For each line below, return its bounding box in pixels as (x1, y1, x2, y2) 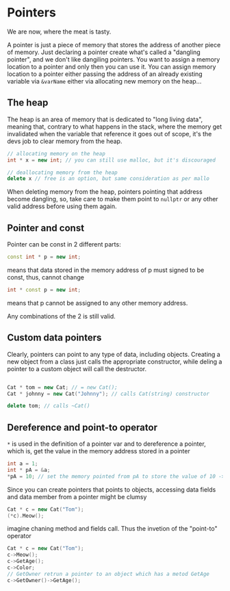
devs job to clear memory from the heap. (7, 137, 123, 145)
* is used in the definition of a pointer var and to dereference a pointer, (7, 440, 207, 448)
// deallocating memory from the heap (7, 169, 118, 176)
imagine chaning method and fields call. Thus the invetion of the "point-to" (7, 525, 218, 533)
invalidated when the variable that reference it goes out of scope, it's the (7, 129, 212, 138)
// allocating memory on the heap (7, 150, 106, 157)
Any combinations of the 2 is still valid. (7, 312, 116, 320)
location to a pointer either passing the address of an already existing (7, 70, 203, 78)
